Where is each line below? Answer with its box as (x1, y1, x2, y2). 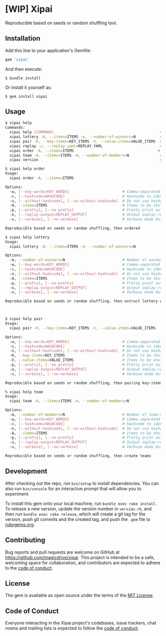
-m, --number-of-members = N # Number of (9, 412, 147, 417)
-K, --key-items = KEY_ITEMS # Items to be (9, 353, 152, 358)
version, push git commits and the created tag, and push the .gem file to (5, 516, 151, 522)
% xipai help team (5, 389, 43, 394)
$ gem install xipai (5, 94, 48, 99)
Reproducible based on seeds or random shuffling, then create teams (5, 453, 152, 458)
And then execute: (5, 66, 42, 72)
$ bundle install (5, 75, 41, 80)
